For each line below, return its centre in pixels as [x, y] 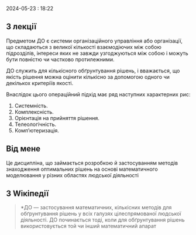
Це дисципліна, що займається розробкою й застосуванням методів [92, 163]
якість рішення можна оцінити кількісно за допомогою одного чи [88, 77]
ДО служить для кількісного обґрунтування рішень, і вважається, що [93, 71]
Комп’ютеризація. [37, 130]
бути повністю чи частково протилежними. [60, 59]
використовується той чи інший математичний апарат [88, 226]
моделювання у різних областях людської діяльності [73, 175]
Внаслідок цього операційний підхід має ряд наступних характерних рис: [98, 94]
